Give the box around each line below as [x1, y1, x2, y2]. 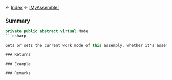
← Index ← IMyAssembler [5, 5, 60, 10]
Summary [5, 17, 31, 24]
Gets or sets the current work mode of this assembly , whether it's [5, 43, 155, 48]
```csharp [5, 33, 27, 39]
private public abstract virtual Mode [5, 29, 88, 34]
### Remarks [5, 70, 31, 76]
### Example [5, 61, 31, 66]
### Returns [5, 52, 31, 57]
